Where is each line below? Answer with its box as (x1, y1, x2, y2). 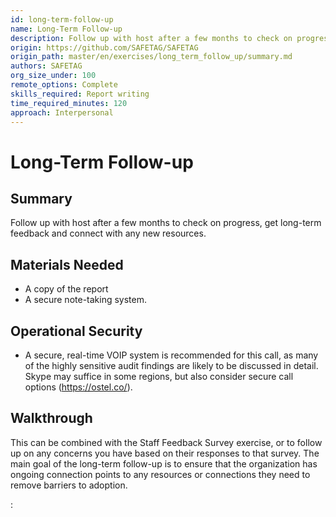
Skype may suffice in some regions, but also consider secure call (24, 371, 294, 382)
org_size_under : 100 (10, 71, 97, 81)
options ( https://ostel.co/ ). (24, 381, 133, 393)
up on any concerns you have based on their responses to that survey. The (10, 447, 320, 459)
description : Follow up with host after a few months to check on (10, 33, 293, 43)
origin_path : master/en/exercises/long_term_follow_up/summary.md (10, 52, 293, 62)
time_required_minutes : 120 (10, 98, 128, 108)
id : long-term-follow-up (10, 14, 114, 25)
